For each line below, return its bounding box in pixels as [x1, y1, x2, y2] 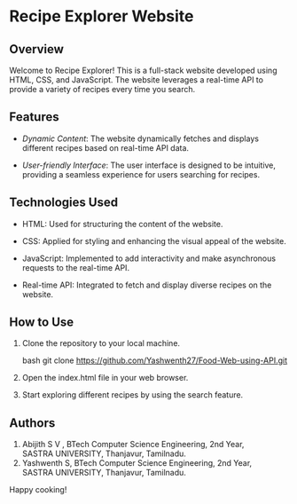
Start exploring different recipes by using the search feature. [21, 390, 244, 400]
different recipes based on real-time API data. [21, 142, 189, 153]
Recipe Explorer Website [9, 6, 194, 27]
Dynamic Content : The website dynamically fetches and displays [21, 133, 260, 144]
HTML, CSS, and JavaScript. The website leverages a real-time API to [9, 75, 264, 85]
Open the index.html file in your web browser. [21, 373, 189, 383]
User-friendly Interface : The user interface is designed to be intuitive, [21, 160, 277, 170]
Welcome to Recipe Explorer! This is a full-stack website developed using [9, 65, 277, 75]
